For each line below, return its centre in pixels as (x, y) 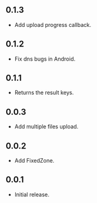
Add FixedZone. (34, 161)
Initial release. (32, 194)
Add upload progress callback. (53, 24)
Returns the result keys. (44, 93)
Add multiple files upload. (46, 127)
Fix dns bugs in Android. (45, 59)
